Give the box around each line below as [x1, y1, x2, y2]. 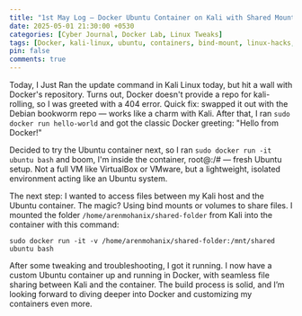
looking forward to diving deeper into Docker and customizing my [9, 289, 253, 299]
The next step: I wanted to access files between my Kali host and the [9, 190, 265, 201]
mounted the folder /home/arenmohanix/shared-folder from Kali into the [9, 210, 272, 220]
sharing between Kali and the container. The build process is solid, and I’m [9, 279, 285, 290]
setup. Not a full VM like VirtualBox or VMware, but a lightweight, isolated [9, 163, 281, 174]
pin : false [9, 47, 50, 56]
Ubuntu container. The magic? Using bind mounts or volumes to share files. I [9, 200, 293, 211]
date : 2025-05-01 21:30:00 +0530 [9, 22, 135, 31]
